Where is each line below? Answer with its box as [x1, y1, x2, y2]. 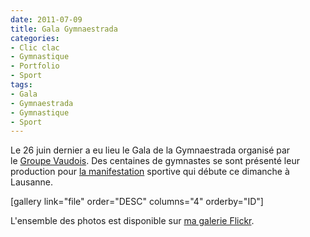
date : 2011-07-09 [10, 14, 83, 25]
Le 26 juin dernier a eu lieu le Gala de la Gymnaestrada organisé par [10, 144, 291, 156]
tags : [10, 80, 33, 90]
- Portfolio [10, 61, 60, 71]
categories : [10, 33, 60, 43]
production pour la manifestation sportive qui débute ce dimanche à [10, 166, 290, 178]
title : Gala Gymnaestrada [10, 24, 118, 34]
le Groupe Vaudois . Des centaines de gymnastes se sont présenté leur [10, 155, 300, 167]
